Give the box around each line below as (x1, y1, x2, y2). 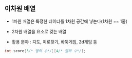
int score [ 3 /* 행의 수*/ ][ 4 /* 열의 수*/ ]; (4, 48, 86, 53)
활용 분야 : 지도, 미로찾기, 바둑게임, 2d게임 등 (11, 39, 97, 44)
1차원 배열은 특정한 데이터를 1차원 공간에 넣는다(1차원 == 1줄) (11, 18, 128, 24)
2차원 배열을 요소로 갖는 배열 (11, 29, 67, 34)
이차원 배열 (4, 4, 36, 13)
